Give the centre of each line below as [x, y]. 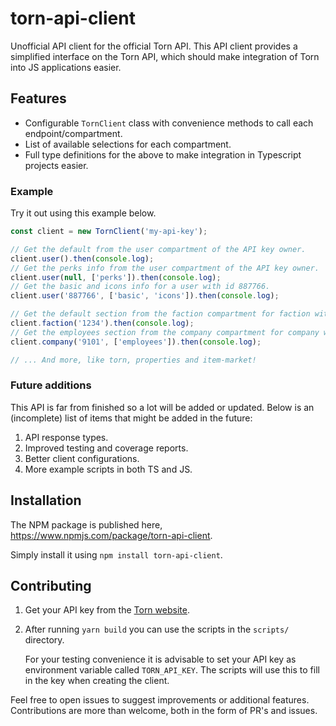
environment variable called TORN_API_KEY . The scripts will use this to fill [172, 670]
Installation [46, 500]
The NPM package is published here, [86, 524]
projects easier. [56, 165]
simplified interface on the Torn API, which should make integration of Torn [165, 56]
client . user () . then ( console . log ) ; [82, 258]
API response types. [66, 437]
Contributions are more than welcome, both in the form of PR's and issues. [164, 711]
